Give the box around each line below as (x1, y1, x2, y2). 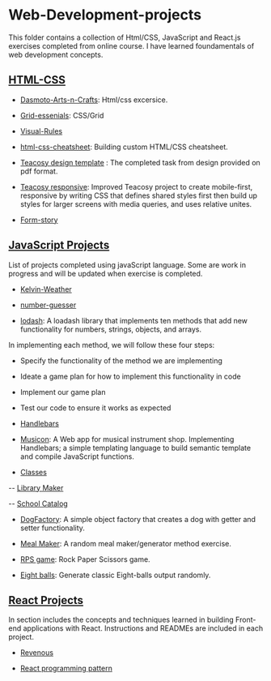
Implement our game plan (19, 387, 106, 396)
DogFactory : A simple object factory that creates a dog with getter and (19, 514, 256, 524)
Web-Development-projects (8, 6, 202, 24)
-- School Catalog (8, 499, 69, 508)
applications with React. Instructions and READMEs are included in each (23, 623, 264, 633)
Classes (19, 467, 47, 477)
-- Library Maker (8, 482, 64, 492)
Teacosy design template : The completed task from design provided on (19, 157, 260, 167)
